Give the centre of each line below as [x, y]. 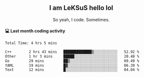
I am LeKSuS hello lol [81, 8]
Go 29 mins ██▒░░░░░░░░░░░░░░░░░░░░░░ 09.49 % [72, 61]
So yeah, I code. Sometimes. [81, 19]
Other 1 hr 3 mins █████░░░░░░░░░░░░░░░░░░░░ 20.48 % [72, 56]
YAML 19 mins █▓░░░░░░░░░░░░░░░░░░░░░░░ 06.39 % [72, 65]
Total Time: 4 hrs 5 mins [31, 43]
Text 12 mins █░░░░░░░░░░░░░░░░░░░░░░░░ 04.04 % [72, 70]
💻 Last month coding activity [35, 31]
